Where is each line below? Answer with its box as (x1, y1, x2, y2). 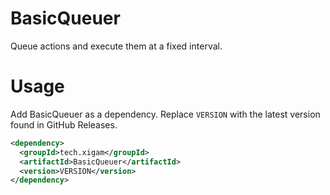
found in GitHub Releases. (10, 118, 118, 131)
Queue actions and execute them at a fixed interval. (10, 40, 223, 52)
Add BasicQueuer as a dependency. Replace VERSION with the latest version (10, 108, 321, 120)
